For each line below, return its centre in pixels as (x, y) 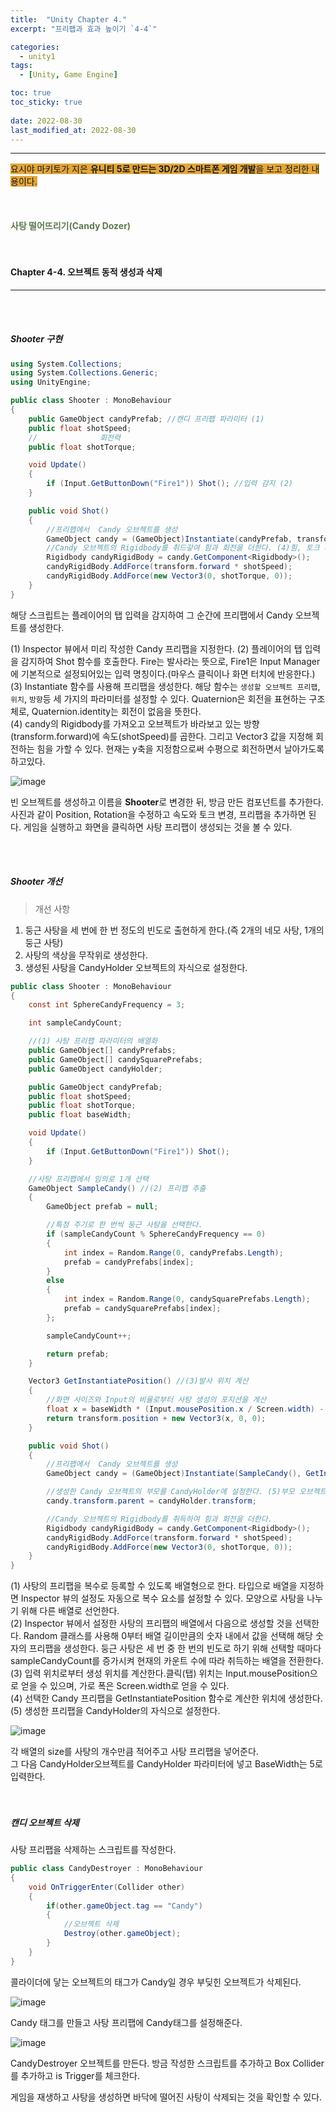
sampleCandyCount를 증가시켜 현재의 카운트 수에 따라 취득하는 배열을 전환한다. (167, 1661)
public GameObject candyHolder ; (95, 1069)
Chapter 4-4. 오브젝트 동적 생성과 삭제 (86, 272)
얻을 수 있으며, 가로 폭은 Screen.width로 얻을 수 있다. (125, 1686)
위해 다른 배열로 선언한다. (70, 1611)
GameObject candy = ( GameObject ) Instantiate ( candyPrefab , (169, 539)
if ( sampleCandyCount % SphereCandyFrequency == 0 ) (156, 1234)
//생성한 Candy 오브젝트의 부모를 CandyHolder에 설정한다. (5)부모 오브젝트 (186, 1492)
